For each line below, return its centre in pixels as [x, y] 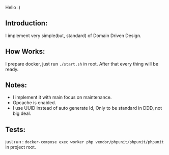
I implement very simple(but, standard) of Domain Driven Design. [73, 36]
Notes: [16, 85]
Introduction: [26, 23]
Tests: [15, 129]
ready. [12, 69]
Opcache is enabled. [34, 103]
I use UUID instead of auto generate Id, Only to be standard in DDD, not [87, 108]
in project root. [21, 147]
